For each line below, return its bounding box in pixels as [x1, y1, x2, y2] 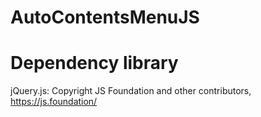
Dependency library [10, 52, 179, 75]
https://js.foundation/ [10, 96, 98, 108]
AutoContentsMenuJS [10, 6, 200, 29]
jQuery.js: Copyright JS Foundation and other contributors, [10, 85, 252, 97]
